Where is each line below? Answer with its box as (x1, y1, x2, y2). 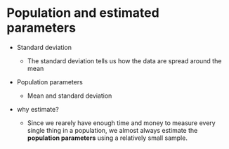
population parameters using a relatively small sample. (27, 134, 188, 142)
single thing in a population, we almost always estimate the (27, 126, 198, 134)
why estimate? (16, 105, 59, 113)
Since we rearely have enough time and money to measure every (27, 118, 216, 127)
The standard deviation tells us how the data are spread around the (27, 56, 222, 65)
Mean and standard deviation (27, 91, 112, 100)
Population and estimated (6, 5, 159, 21)
